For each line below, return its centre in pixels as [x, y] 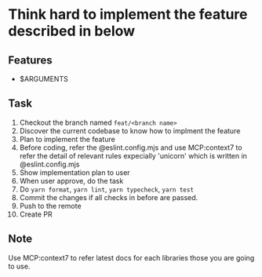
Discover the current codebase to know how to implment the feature [130, 130]
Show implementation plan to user [75, 172]
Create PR [36, 214]
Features [30, 60]
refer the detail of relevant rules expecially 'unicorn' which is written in [133, 155]
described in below [72, 31]
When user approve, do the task [71, 180]
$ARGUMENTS [44, 79]
